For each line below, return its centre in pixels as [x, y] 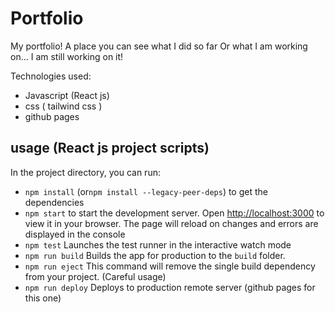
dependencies [54, 202]
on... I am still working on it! [67, 56]
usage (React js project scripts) [110, 148]
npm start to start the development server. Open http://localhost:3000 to [174, 213]
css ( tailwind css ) [63, 106]
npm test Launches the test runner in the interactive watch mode [158, 244]
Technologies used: [51, 76]
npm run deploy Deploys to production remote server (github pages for [170, 287]
